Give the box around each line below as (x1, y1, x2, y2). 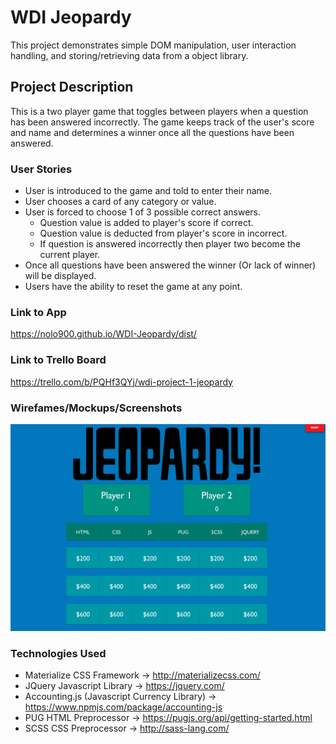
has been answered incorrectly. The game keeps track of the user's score (10, 116, 315, 128)
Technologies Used (10, 646, 107, 660)
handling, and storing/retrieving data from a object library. (10, 49, 249, 61)
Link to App (10, 305, 67, 319)
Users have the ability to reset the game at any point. (24, 281, 243, 293)
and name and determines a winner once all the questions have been (10, 126, 295, 138)
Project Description (10, 79, 134, 96)
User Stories (10, 162, 73, 176)
